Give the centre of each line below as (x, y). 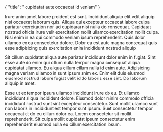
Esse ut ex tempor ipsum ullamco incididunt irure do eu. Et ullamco (72, 93)
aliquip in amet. (20, 83)
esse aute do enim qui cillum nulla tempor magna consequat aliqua (73, 63)
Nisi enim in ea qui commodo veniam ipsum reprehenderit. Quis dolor (75, 37)
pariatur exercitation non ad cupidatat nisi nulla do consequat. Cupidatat (78, 27)
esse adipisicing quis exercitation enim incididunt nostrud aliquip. (71, 48)
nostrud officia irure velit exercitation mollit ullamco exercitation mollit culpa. (82, 32)
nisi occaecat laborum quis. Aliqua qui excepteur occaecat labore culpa (77, 22)
